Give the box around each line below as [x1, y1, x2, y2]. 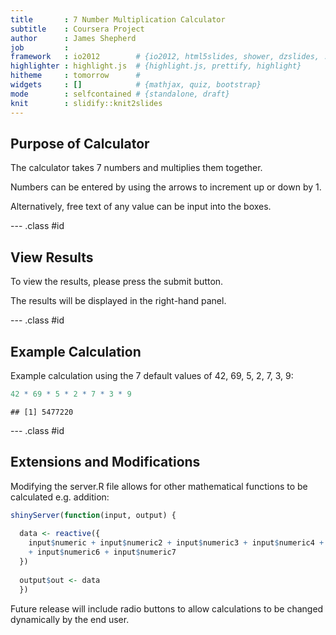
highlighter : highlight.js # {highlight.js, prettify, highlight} [10, 61, 302, 71]
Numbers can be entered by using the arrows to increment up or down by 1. [10, 181, 322, 193]
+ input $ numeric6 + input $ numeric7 [28, 547, 177, 558]
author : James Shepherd [10, 33, 137, 43]
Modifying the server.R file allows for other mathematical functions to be [10, 480, 308, 492]
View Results [10, 249, 94, 266]
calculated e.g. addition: [10, 491, 110, 503]
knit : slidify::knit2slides [10, 98, 163, 108]
